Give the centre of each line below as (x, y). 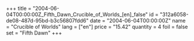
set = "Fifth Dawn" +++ (34, 33)
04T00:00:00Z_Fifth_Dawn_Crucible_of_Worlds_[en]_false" (77, 14)
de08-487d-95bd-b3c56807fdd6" (47, 20)
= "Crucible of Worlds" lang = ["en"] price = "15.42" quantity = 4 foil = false (97, 27)
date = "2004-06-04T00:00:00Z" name (138, 20)
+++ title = (19, 8)
